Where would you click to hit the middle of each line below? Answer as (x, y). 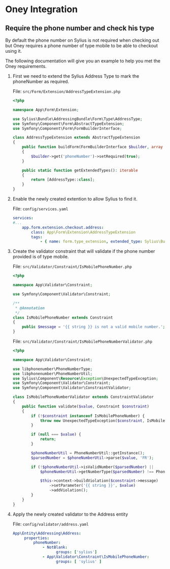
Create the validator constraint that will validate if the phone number (84, 251)
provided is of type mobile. (41, 257)
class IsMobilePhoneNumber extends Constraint (63, 317)
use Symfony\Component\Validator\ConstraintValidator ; (72, 388)
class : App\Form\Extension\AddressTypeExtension (83, 232)
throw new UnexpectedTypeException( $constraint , (92, 421)
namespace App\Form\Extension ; (46, 110)
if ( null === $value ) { (56, 434)
